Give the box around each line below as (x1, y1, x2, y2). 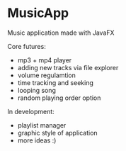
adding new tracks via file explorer (17, 63, 119, 72)
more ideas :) (17, 136, 57, 145)
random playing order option (17, 94, 101, 102)
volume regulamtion (17, 71, 76, 79)
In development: (7, 107, 55, 116)
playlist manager (17, 121, 67, 129)
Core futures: (7, 42, 46, 50)
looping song (17, 86, 57, 94)
